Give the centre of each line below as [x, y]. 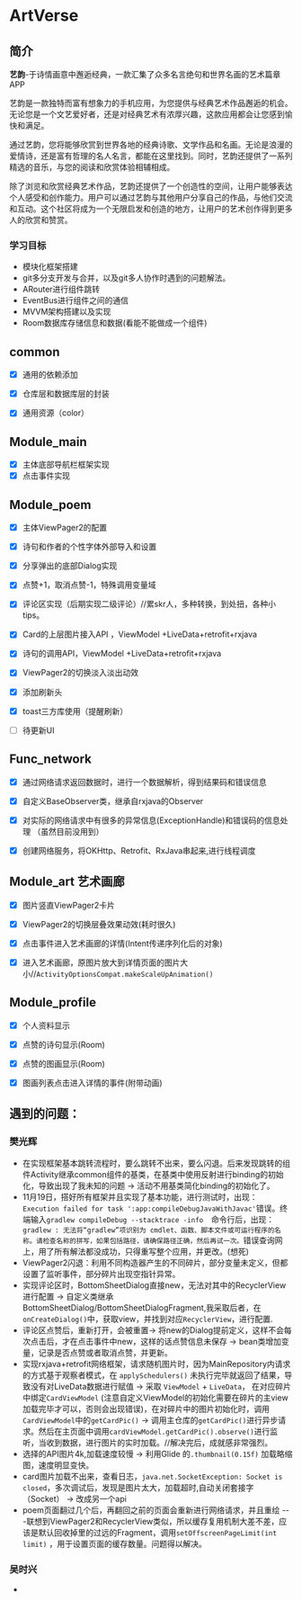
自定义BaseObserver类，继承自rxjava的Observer [113, 800]
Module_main [48, 442]
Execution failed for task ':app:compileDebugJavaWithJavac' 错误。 [151, 1208]
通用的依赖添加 [50, 375]
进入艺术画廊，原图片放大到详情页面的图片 [101, 962]
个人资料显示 [46, 1025]
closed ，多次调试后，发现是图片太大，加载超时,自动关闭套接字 [138, 1487]
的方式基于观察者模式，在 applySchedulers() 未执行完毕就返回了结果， [153, 1375]
